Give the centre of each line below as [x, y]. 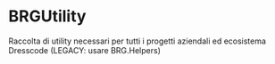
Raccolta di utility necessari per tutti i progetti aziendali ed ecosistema [137, 41]
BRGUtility [47, 16]
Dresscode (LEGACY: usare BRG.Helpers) [85, 50]
